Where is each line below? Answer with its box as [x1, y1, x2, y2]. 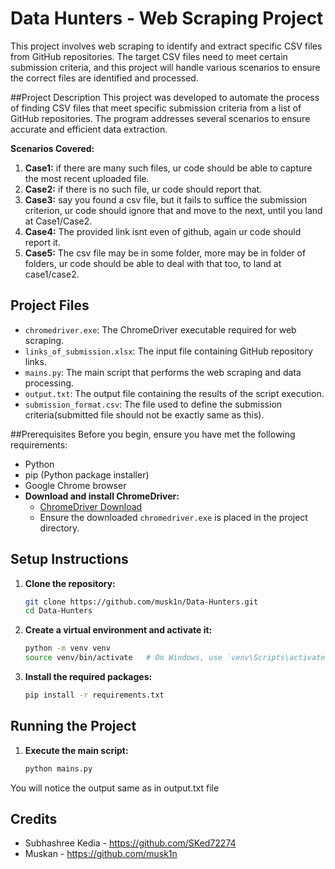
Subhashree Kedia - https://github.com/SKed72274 [24, 837, 237, 849]
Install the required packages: [24, 671, 153, 683]
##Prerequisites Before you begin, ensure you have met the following [10, 428, 296, 440]
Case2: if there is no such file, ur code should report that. [24, 183, 263, 195]
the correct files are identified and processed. [10, 72, 199, 84]
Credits [10, 811, 58, 828]
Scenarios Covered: [10, 142, 95, 154]
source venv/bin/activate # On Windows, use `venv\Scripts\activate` [24, 653, 330, 663]
